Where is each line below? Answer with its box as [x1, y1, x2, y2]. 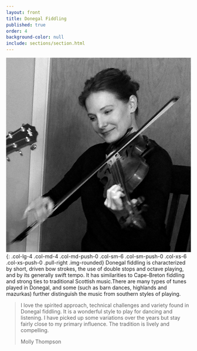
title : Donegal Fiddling [6, 15, 67, 22]
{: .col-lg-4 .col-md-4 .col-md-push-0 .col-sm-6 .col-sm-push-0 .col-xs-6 [6, 253, 187, 260]
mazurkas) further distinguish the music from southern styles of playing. [6, 290, 181, 297]
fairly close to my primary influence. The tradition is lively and [20, 320, 170, 327]
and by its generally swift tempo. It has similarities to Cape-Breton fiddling [6, 272, 185, 279]
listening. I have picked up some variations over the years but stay [20, 315, 181, 322]
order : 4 [6, 28, 28, 34]
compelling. [20, 327, 49, 334]
